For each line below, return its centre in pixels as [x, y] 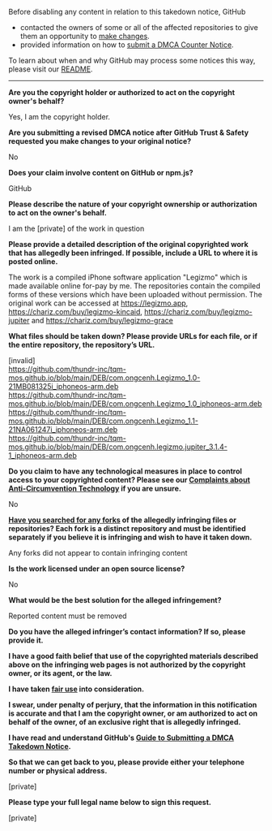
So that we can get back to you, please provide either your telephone [127, 762]
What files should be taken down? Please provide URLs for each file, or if [133, 336]
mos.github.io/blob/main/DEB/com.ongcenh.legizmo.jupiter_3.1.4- [118, 447]
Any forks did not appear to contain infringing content [98, 553]
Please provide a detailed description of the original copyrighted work [128, 244]
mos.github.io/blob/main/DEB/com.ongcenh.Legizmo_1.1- [103, 421]
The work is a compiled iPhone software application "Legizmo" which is [128, 277]
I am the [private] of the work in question [76, 228]
